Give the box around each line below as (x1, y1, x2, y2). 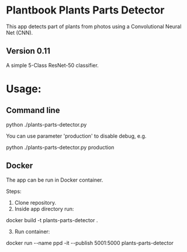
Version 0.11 (6, 46, 51, 56)
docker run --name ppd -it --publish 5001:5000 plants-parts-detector (6, 239, 174, 246)
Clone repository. (14, 199, 57, 206)
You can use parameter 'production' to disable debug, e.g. (6, 132, 147, 139)
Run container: (14, 228, 50, 235)
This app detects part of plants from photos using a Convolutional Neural (6, 23, 182, 30)
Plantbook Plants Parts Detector (6, 4, 165, 17)
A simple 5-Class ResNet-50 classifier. (6, 62, 99, 69)
